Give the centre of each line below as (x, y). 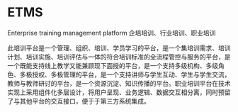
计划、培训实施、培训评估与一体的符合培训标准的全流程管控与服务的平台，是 (119, 57)
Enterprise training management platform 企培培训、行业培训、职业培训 (112, 33)
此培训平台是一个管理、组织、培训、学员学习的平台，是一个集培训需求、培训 (119, 47)
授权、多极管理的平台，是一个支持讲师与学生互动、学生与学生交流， (131, 74)
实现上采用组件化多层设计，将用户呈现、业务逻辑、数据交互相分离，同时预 (116, 92)
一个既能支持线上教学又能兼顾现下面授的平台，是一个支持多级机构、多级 (113, 65)
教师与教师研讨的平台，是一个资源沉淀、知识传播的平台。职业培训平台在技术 (119, 83)
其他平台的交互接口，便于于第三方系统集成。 (85, 101)
